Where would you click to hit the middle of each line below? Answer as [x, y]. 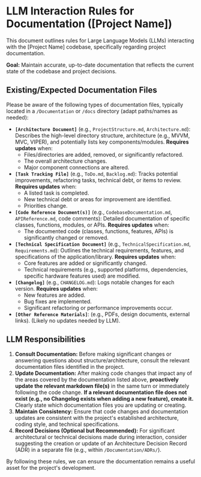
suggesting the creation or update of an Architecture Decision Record [101, 443]
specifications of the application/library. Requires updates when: [95, 257]
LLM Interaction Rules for [70, 11]
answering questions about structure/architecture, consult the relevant [102, 360]
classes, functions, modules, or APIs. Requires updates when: [92, 225]
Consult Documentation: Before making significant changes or [93, 354]
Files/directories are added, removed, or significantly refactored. [104, 154]
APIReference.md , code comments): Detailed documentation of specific [102, 218]
